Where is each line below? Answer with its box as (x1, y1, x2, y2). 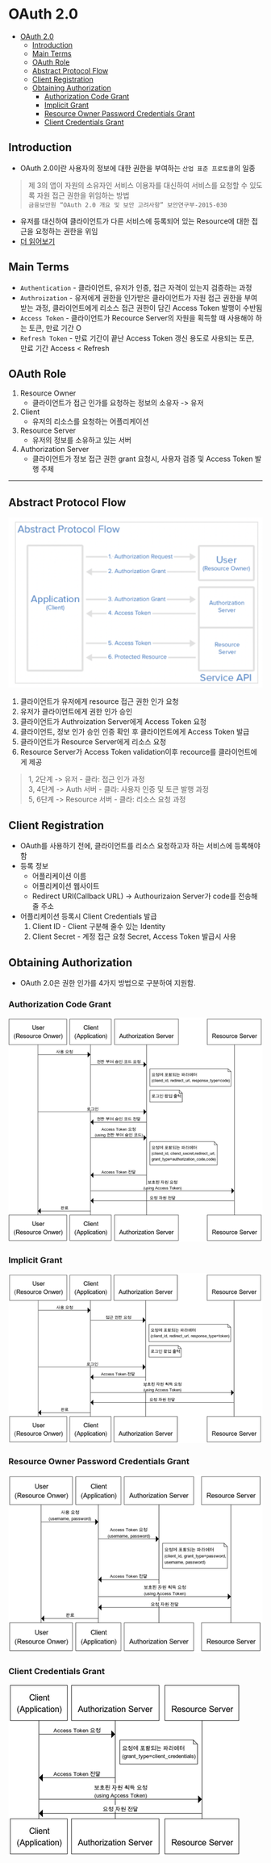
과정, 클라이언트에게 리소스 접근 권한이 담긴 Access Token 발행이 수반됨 (35, 303, 263, 312)
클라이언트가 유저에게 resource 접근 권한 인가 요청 (19, 697, 179, 706)
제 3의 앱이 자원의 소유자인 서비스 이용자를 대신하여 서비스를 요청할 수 (27, 180, 248, 190)
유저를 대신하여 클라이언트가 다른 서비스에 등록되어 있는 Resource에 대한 (19, 216, 250, 226)
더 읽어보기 (19, 236, 56, 246)
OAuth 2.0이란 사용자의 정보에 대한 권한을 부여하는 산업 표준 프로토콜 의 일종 (19, 163, 256, 173)
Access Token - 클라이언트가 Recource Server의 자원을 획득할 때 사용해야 (19, 312, 254, 323)
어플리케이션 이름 (31, 871, 87, 881)
